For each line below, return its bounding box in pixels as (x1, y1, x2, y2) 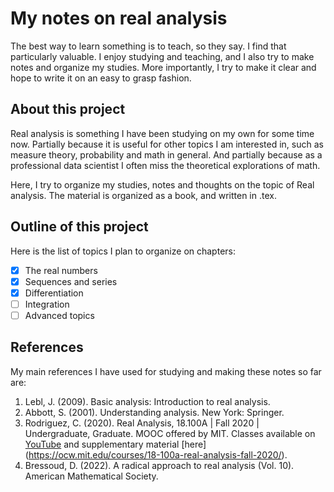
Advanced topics (24, 309, 95, 321)
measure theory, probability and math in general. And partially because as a (10, 148, 323, 161)
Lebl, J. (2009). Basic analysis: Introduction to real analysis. (24, 395, 271, 407)
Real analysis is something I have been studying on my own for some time (10, 127, 315, 139)
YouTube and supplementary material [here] (24, 438, 207, 450)
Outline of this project (10, 218, 149, 236)
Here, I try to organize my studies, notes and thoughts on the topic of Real (10, 178, 315, 191)
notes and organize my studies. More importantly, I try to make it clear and (10, 61, 317, 73)
